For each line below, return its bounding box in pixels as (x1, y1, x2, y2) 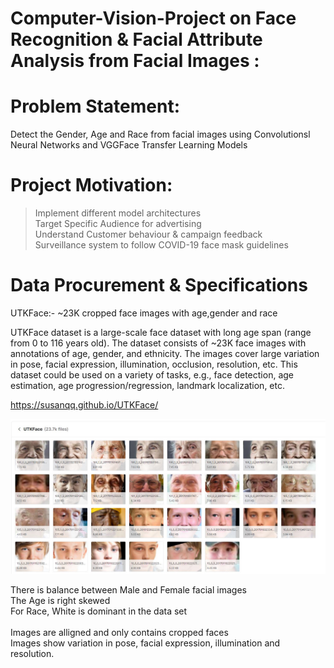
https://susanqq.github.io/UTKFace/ (10, 399, 159, 411)
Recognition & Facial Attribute (10, 28, 263, 51)
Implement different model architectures (34, 207, 202, 219)
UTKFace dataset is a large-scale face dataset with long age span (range (10, 327, 312, 338)
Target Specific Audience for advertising (34, 218, 202, 230)
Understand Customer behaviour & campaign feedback (34, 228, 263, 241)
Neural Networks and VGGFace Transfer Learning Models (10, 139, 248, 151)
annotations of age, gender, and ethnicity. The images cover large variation (10, 348, 320, 359)
